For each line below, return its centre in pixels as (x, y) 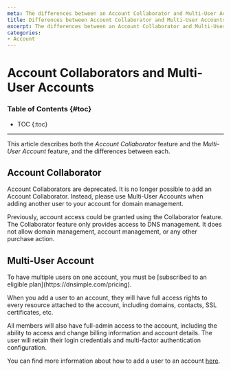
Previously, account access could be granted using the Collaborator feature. (115, 217)
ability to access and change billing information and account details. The (110, 333)
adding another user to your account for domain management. (95, 204)
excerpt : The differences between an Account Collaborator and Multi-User (117, 26)
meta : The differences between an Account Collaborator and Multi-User (112, 13)
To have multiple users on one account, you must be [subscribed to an (107, 277)
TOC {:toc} (32, 124)
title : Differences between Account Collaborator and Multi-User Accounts (117, 20)
